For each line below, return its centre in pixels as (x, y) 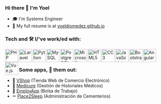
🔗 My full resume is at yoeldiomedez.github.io (58, 26)
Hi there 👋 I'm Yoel (27, 8)
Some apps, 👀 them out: (48, 69)
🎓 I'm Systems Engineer (37, 19)
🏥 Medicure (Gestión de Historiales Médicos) (57, 85)
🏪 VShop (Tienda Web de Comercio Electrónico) (61, 80)
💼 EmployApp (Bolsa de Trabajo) (45, 91)
